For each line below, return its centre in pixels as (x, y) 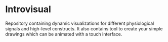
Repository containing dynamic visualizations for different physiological (80, 23)
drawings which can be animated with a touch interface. (64, 34)
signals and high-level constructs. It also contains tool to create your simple (84, 28)
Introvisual (28, 9)
